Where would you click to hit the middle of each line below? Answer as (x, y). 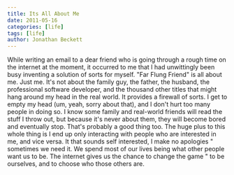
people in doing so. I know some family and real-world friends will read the (115, 112)
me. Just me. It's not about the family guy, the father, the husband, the (109, 82)
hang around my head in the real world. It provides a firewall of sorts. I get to (117, 97)
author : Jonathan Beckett (45, 40)
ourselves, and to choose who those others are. (76, 164)
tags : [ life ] (26, 33)
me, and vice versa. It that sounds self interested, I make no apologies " (110, 141)
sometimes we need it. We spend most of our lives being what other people (116, 149)
